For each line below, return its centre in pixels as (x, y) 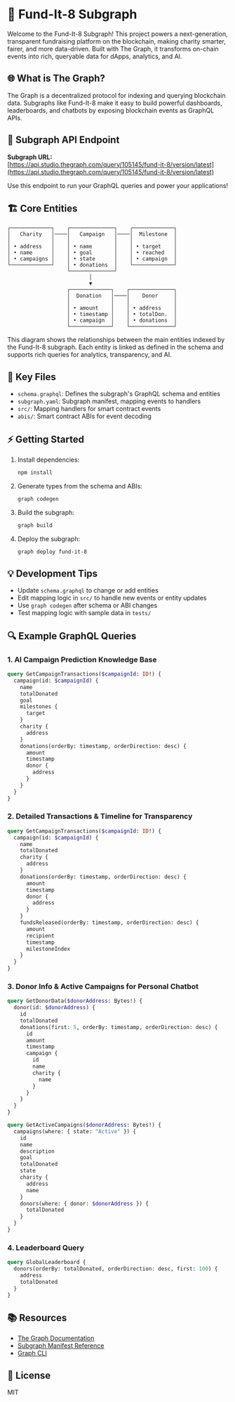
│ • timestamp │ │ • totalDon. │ (122, 315)
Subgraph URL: (30, 157)
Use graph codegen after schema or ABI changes (87, 605)
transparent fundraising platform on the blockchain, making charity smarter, (116, 41)
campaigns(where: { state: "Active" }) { (75, 1131)
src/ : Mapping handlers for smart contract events (89, 409)
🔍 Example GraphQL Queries (72, 636)
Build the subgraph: (46, 512)
